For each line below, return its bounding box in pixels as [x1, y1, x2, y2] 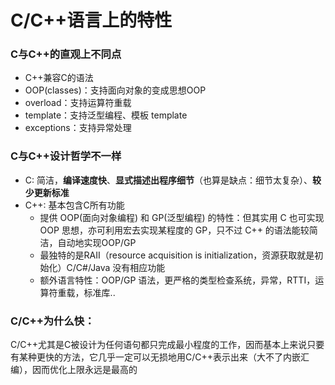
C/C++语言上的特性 [10, 9, 173, 32]
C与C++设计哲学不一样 [10, 149, 122, 163]
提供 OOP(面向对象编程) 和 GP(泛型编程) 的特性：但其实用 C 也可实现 [39, 211, 325, 223]
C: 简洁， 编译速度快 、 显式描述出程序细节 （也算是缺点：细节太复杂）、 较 [24, 174, 322, 186]
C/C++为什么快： [10, 314, 95, 328]
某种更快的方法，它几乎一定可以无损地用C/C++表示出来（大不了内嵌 [18, 351, 302, 363]
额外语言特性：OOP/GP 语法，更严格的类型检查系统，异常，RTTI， [39, 274, 316, 286]
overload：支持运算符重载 [24, 97, 132, 109]
